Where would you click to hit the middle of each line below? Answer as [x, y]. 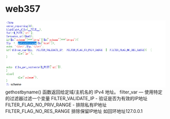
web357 [23, 9]
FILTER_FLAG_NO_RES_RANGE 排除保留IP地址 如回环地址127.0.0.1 [74, 111]
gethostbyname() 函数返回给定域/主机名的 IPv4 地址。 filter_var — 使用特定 [84, 92]
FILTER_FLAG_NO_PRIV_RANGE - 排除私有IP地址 [56, 105]
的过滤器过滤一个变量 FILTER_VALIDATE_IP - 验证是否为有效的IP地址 [76, 99]
